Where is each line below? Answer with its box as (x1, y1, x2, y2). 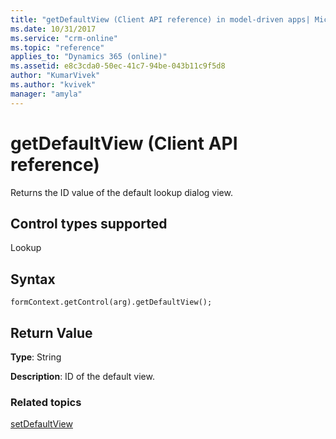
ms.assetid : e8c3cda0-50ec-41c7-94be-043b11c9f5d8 (10, 61, 226, 71)
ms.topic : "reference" (10, 42, 105, 53)
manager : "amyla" (10, 89, 83, 99)
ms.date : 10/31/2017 (10, 24, 97, 34)
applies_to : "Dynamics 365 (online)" (10, 52, 168, 62)
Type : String (10, 351, 62, 363)
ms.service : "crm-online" (10, 33, 118, 43)
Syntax (10, 271, 56, 288)
